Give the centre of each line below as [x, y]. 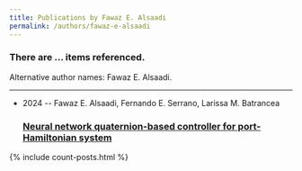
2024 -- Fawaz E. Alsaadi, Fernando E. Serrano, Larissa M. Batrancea [151, 103]
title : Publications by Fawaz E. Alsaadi [88, 18]
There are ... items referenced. [77, 58]
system [95, 138]
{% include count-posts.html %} [69, 157]
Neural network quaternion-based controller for [129, 126]
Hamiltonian [49, 138]
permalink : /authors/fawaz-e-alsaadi [80, 26]
